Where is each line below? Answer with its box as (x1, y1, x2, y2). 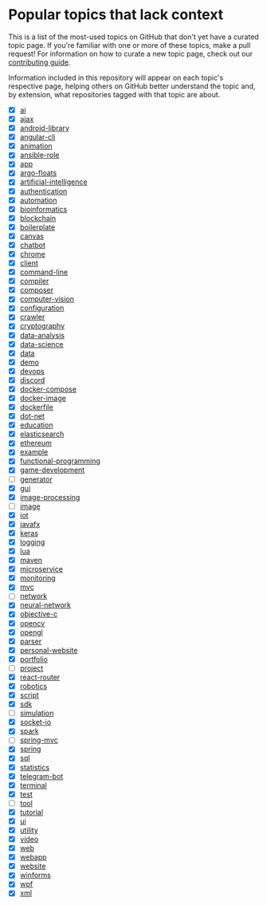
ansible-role (19, 150, 60, 160)
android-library (19, 124, 70, 133)
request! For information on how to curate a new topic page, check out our (8, 49, 253, 58)
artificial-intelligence (19, 177, 88, 187)
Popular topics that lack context (8, 6, 224, 24)
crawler (19, 313, 45, 322)
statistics (19, 762, 50, 772)
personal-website (19, 645, 78, 655)
